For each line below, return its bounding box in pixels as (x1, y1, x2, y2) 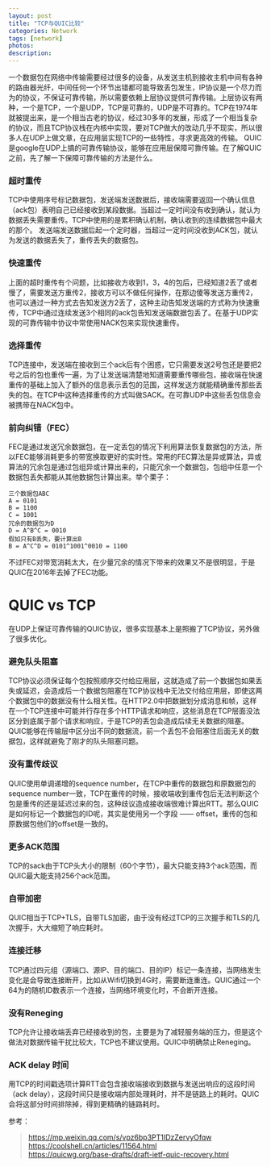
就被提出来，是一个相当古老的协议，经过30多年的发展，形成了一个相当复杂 (8, 113, 258, 122)
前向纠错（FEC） (8, 422, 74, 433)
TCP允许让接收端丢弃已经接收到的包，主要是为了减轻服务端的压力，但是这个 (8, 1027, 263, 1036)
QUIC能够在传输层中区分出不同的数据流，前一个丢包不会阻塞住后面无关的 (8, 727, 252, 736)
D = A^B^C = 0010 (8, 527, 67, 535)
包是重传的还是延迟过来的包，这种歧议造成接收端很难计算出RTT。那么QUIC (8, 798, 260, 808)
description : (8, 49, 52, 57)
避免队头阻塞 (8, 656, 59, 668)
